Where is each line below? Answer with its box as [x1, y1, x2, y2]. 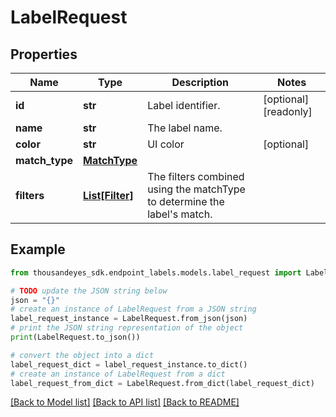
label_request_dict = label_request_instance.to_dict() [10, 359, 248, 370]
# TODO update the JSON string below [10, 286, 168, 296]
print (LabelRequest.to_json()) [10, 332, 141, 343]
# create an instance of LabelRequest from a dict [10, 369, 226, 379]
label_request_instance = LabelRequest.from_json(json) [10, 314, 248, 324]
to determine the [147, 195, 225, 208]
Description [171, 76, 229, 89]
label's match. [147, 207, 213, 221]
